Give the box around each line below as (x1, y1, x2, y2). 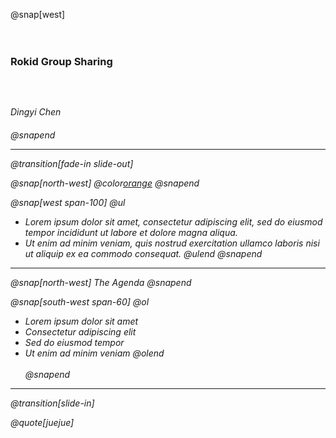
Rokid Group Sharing (10, 54, 113, 68)
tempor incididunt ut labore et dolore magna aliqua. (24, 227, 238, 239)
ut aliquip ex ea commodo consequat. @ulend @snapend (24, 248, 263, 260)
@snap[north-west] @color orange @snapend (10, 177, 200, 189)
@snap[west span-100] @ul (10, 197, 126, 209)
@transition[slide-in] (10, 397, 95, 409)
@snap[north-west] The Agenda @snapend (10, 277, 192, 289)
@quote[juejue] (10, 417, 75, 429)
